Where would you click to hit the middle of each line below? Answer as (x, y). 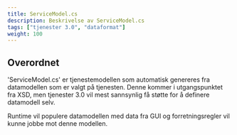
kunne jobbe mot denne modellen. (58, 124)
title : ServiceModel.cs (43, 14)
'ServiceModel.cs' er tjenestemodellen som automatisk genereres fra (109, 80)
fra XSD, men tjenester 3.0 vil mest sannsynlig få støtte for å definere (109, 95)
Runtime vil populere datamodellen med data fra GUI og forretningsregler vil (118, 116)
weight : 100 (25, 34)
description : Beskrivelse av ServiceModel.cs (76, 21)
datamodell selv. (31, 102)
